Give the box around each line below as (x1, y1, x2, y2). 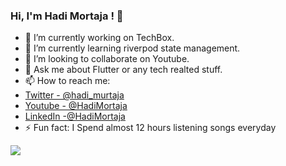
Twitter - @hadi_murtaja (24, 89, 125, 101)
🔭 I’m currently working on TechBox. (24, 32, 175, 44)
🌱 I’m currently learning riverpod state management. (24, 42, 241, 54)
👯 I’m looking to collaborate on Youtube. (24, 53, 190, 65)
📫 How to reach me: (24, 75, 111, 87)
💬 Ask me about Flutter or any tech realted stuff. (24, 64, 223, 76)
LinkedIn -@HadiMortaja (24, 110, 126, 123)
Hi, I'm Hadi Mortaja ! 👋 (10, 9, 124, 23)
